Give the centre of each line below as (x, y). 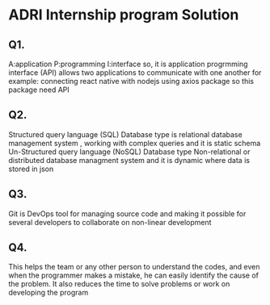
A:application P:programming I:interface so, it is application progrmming (128, 64)
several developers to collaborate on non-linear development (110, 222)
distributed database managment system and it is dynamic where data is (129, 160)
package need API (39, 90)
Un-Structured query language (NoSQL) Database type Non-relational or (129, 152)
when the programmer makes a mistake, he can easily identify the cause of (133, 275)
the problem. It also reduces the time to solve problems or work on (119, 284)
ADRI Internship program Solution (124, 15)
